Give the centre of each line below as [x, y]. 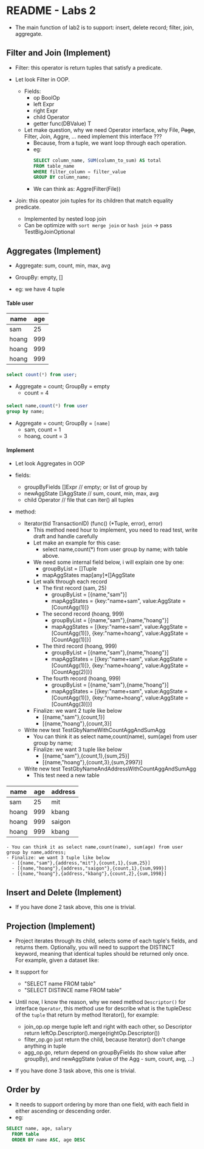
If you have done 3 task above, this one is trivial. [76, 1071]
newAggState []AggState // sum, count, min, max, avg [91, 493]
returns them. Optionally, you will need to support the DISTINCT [95, 947]
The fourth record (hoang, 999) [82, 679]
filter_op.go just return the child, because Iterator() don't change [105, 1040]
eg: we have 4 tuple [40, 289]
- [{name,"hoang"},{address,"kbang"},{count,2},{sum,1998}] [89, 874]
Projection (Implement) [51, 926]
